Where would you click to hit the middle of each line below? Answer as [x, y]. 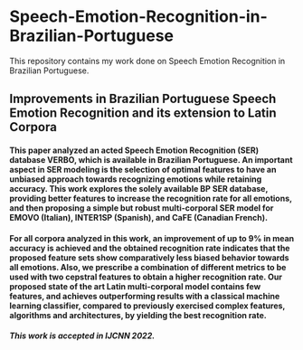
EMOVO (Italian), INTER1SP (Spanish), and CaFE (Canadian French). [139, 217]
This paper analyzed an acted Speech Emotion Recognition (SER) [134, 150]
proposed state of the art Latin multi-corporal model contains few [135, 286]
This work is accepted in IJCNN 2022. [82, 336]
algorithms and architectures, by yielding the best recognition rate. [138, 315]
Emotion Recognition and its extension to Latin [143, 114]
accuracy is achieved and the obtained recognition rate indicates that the [150, 248]
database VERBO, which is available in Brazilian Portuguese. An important [151, 159]
